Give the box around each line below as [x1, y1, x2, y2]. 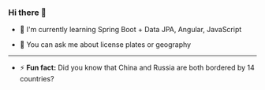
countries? [19, 74, 54, 84]
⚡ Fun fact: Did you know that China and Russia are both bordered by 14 [19, 63, 255, 73]
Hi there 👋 [8, 7, 47, 18]
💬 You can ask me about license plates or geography [19, 40, 192, 49]
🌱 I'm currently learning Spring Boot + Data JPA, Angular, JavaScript [19, 25, 242, 34]
